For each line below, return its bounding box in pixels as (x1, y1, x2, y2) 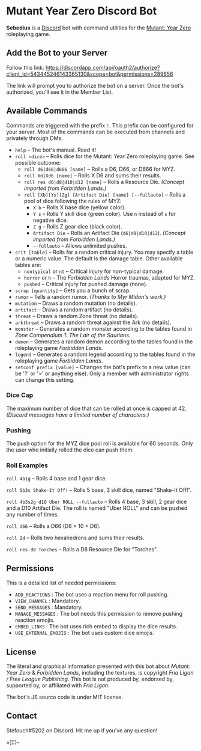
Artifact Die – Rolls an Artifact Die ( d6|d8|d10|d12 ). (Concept (32, 229, 186, 236)
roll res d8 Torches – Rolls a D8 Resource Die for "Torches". (6, 546, 158, 553)
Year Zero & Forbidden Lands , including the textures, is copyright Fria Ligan (6, 669, 194, 676)
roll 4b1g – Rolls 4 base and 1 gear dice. (6, 475, 107, 482)
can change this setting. (14, 376, 75, 383)
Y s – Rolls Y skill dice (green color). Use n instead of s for (32, 210, 176, 217)
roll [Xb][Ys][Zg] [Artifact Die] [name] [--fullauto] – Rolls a (23, 191, 186, 198)
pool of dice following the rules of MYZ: (23, 197, 122, 204)
